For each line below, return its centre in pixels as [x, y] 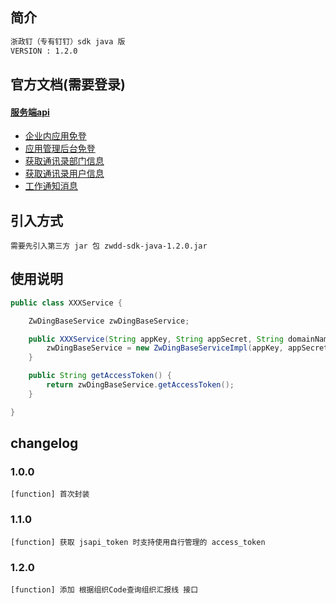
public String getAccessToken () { [100, 376]
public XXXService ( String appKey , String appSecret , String [156, 339]
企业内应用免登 [55, 136]
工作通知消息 [51, 186]
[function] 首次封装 [50, 494]
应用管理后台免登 [60, 149]
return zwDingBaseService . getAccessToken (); [140, 385]
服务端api [30, 112]
